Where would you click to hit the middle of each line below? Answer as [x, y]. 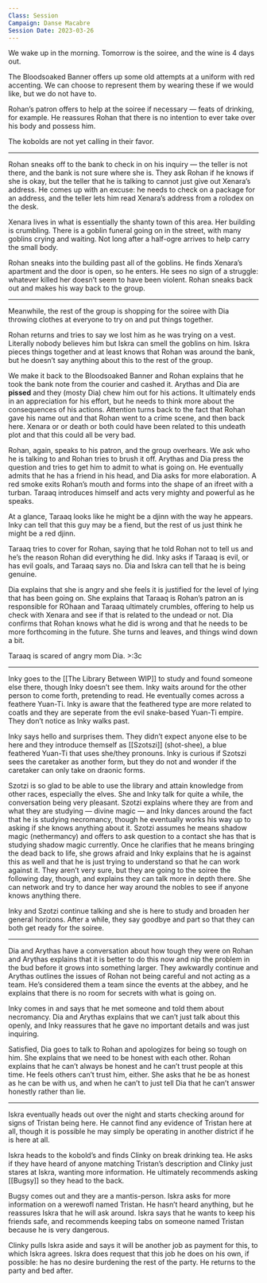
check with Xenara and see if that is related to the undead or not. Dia [121, 615]
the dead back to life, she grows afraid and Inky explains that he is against [130, 853]
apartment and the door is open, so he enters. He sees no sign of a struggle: [133, 271]
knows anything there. [45, 895]
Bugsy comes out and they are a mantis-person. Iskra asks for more [120, 1196]
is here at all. [29, 1140]
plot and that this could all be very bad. [72, 435]
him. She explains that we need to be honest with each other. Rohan [120, 1058]
